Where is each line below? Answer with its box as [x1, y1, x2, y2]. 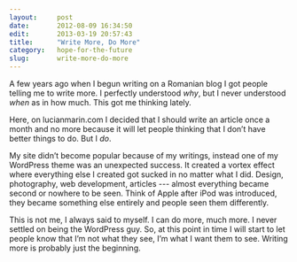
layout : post [9, 12, 74, 22]
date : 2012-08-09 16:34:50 [9, 21, 133, 30]
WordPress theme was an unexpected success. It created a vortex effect [9, 160, 275, 170]
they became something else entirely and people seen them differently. [9, 197, 270, 208]
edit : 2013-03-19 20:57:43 [9, 29, 133, 38]
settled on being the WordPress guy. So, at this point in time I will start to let [9, 224, 285, 235]
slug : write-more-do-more [9, 54, 129, 63]
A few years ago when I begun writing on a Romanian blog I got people [9, 79, 269, 89]
